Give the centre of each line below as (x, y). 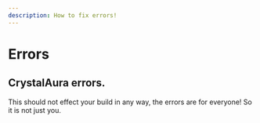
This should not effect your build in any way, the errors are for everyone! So (130, 102)
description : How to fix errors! (63, 15)
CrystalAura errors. (57, 83)
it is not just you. (34, 110)
